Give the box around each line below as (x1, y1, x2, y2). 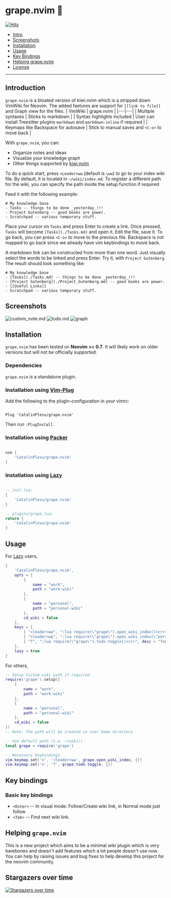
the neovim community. (5, 858, 54, 865)
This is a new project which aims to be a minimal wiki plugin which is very (5, 842, 159, 848)
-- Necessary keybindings (5, 752, 60, 758)
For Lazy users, (5, 553, 38, 559)
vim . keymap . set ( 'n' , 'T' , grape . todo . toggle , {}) (5, 762, 113, 767)
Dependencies (5, 362, 42, 369)
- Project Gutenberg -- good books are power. (5, 209, 106, 215)
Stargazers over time (5, 873, 73, 882)
